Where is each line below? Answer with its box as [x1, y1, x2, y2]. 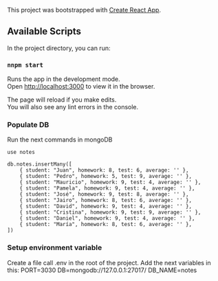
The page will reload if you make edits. [7, 95, 117, 104]
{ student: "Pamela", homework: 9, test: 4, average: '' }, [19, 185, 195, 192]
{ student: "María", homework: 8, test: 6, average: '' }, [19, 221, 193, 228]
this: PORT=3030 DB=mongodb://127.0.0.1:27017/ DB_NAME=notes [7, 266, 197, 274]
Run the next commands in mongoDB [7, 135, 113, 144]
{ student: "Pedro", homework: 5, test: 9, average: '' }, [19, 173, 193, 180]
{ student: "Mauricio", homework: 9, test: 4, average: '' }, [19, 179, 201, 186]
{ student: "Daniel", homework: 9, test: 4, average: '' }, [19, 215, 195, 222]
